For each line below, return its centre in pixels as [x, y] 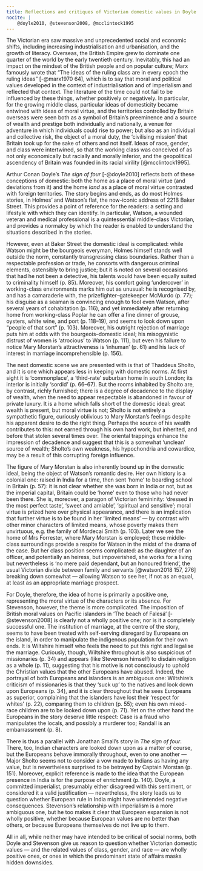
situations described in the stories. [49, 232]
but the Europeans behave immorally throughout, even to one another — [97, 754]
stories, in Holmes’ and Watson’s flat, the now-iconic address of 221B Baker [101, 200]
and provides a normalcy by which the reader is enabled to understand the [99, 226]
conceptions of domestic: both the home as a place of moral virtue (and [96, 181]
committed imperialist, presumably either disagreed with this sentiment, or [99, 787]
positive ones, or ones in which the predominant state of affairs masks [94, 856]
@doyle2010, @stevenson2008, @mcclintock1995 [76, 23]
